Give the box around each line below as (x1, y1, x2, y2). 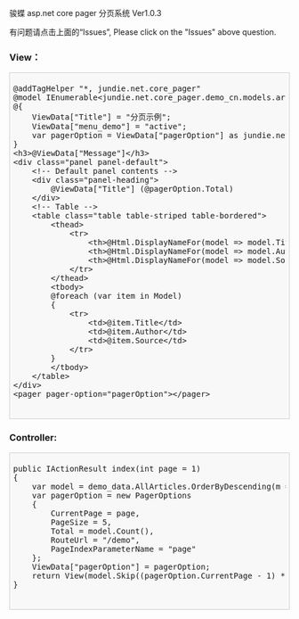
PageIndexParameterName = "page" (50, 543, 197, 554)
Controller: (9, 432, 58, 444)
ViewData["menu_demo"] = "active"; (31, 121, 187, 132)
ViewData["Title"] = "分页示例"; (31, 112, 172, 122)
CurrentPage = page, (50, 508, 141, 518)
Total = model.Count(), (50, 525, 154, 536)
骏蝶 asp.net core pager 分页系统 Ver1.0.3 (9, 8, 162, 18)
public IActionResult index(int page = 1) (12, 463, 202, 474)
